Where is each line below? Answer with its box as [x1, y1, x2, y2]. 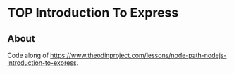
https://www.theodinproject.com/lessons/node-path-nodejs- [50, 51, 227, 59]
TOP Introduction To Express [7, 5, 179, 21]
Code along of [7, 51, 49, 59]
